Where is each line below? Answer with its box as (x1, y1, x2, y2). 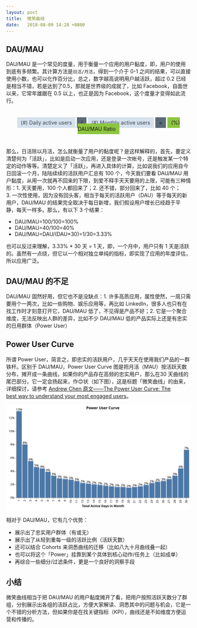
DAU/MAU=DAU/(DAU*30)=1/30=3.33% (14, 230, 113, 237)
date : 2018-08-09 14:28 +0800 (6, 22, 85, 28)
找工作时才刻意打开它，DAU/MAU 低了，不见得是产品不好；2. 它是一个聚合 (6, 308, 187, 314)
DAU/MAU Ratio (77, 125, 116, 133)
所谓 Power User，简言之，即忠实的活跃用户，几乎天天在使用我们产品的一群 (6, 355, 190, 363)
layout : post (6, 9, 38, 15)
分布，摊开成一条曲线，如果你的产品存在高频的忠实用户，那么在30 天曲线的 (6, 370, 189, 378)
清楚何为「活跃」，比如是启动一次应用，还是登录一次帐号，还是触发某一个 (6, 155, 184, 162)
